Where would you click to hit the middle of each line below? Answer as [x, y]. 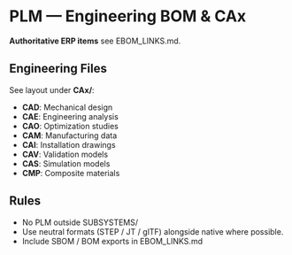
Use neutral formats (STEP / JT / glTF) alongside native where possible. [153, 231]
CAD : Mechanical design [67, 107]
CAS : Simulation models [66, 163]
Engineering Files [58, 69]
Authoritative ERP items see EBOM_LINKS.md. [95, 41]
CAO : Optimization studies [70, 126]
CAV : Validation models [65, 154]
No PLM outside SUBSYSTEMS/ [80, 222]
